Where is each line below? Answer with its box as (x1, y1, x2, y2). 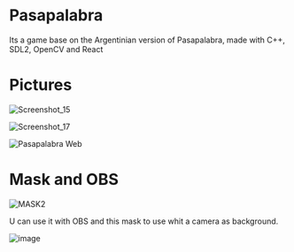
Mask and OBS (9, 170, 120, 190)
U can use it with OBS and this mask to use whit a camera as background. (9, 216, 279, 226)
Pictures (9, 75, 73, 95)
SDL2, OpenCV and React (9, 43, 104, 54)
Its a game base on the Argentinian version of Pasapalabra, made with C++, (9, 34, 286, 45)
